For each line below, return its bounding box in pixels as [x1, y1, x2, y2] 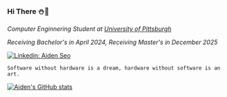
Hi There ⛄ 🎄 [7, 6, 50, 16]
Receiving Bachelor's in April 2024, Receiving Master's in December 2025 [7, 38, 218, 47]
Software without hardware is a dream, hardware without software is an [7, 65, 221, 72]
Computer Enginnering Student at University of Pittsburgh [7, 25, 172, 33]
